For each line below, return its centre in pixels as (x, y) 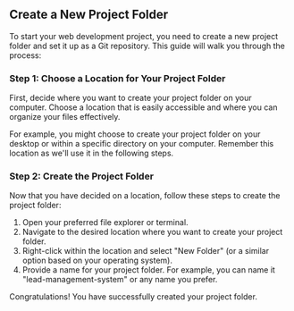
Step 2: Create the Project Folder (82, 176)
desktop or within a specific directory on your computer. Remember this (142, 144)
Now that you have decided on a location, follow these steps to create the (145, 196)
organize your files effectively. (65, 117)
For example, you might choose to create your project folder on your (135, 134)
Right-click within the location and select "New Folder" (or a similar (146, 251)
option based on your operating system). (97, 261)
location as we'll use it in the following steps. (92, 153)
